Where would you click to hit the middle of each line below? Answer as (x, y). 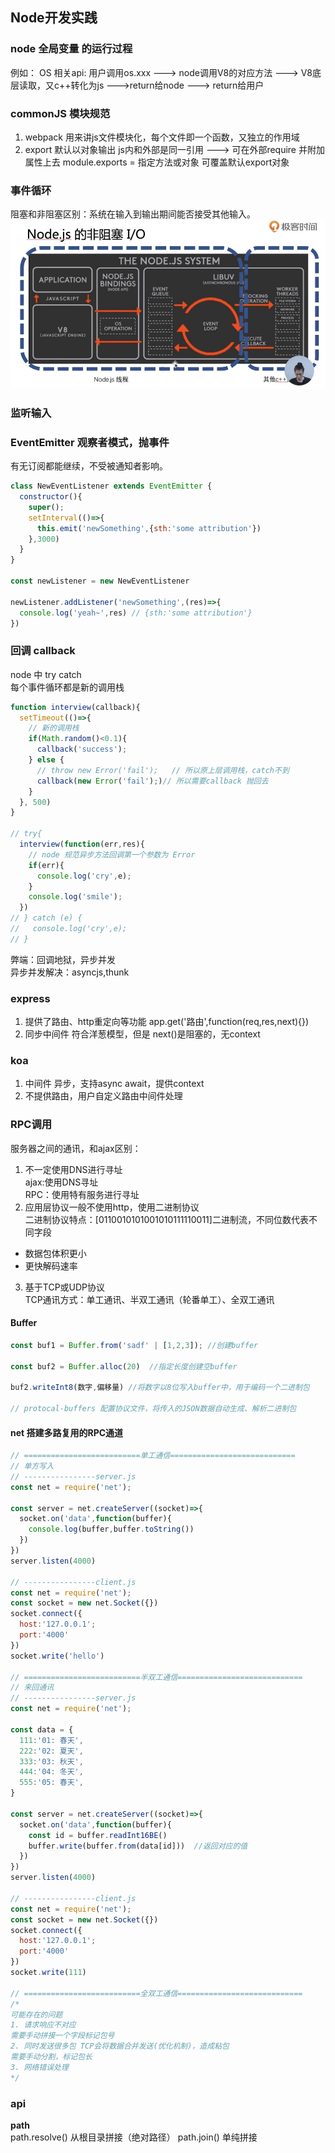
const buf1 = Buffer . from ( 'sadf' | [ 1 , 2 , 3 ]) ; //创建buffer (134, 1345)
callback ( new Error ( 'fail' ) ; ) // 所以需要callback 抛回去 (152, 781)
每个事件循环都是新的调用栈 (67, 687)
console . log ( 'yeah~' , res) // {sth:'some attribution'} (136, 613)
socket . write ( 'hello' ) (57, 1656)
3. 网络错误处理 (39, 2067)
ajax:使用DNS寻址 (61, 1182)
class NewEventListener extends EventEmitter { (111, 486)
